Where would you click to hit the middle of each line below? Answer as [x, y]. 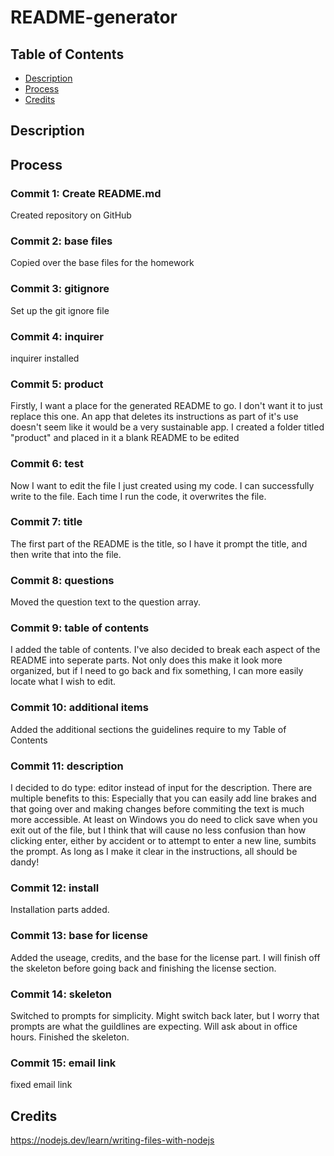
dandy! [25, 862]
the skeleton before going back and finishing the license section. [143, 968]
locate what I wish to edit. [63, 682]
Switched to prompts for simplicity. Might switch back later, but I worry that [165, 1015]
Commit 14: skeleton [61, 994]
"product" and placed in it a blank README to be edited [125, 438]
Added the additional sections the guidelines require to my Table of [148, 729]
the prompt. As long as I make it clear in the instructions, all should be [154, 852]
